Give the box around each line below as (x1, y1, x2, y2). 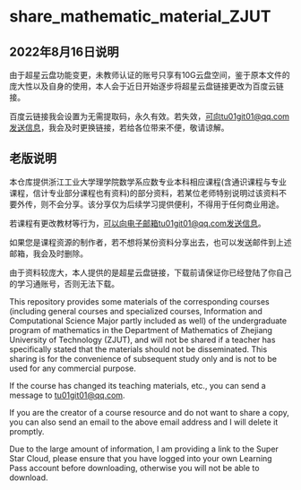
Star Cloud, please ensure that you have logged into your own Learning (9, 452, 272, 463)
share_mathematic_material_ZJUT (9, 6, 271, 27)
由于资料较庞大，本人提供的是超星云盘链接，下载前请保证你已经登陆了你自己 (9, 267, 292, 278)
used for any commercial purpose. (9, 363, 137, 374)
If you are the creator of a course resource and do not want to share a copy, (9, 407, 289, 417)
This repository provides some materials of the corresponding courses (9, 296, 271, 306)
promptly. (9, 426, 45, 436)
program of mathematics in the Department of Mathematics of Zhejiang (9, 324, 273, 335)
